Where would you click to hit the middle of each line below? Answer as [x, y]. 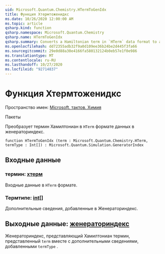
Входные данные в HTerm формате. [41, 185]
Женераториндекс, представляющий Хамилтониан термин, [68, 236]
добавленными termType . [32, 246]
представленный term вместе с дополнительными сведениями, [72, 241]
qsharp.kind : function [28, 28]
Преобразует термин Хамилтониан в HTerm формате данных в [70, 126]
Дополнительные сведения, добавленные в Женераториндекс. [72, 208]
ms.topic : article [24, 23]
